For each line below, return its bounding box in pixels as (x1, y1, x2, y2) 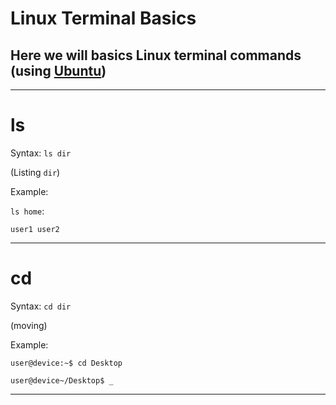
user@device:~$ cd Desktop (10, 358, 123, 368)
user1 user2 (10, 224, 60, 234)
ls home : (10, 205, 45, 217)
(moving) (10, 319, 48, 331)
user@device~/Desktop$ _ (10, 375, 114, 386)
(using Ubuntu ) (10, 62, 107, 79)
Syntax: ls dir (10, 147, 72, 159)
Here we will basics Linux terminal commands (10, 47, 302, 64)
